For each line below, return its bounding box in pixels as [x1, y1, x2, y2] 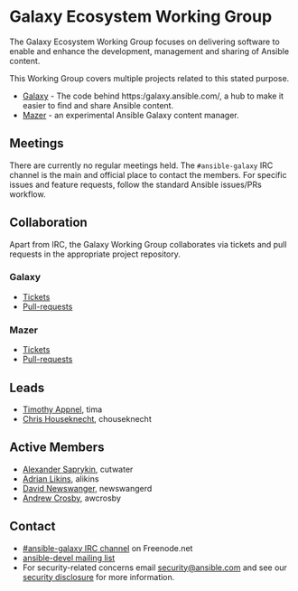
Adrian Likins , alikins [22, 473, 99, 484]
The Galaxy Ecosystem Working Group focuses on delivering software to [9, 36, 280, 47]
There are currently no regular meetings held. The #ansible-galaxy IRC [9, 160, 274, 171]
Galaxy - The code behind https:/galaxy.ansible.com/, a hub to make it [22, 90, 284, 101]
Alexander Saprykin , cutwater [22, 464, 134, 474]
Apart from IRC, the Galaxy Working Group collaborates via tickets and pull [9, 239, 287, 249]
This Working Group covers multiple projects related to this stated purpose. [9, 72, 290, 83]
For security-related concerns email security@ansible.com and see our [22, 562, 287, 573]
